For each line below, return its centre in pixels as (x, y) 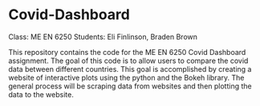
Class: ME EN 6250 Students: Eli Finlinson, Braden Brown (103, 37)
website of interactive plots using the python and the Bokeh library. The (126, 77)
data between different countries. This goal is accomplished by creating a (130, 69)
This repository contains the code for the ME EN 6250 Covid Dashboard (127, 52)
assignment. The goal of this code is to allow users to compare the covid (128, 61)
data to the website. (41, 94)
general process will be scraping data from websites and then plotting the (130, 86)
